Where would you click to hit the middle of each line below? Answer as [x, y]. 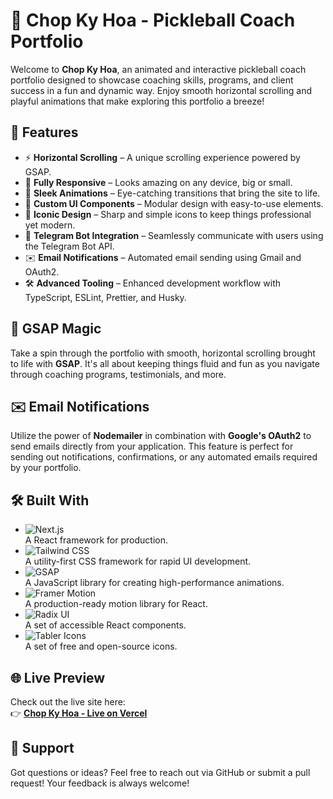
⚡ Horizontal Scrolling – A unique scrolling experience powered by [162, 157]
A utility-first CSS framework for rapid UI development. [138, 561]
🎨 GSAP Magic [56, 329]
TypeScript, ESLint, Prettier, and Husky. [105, 297]
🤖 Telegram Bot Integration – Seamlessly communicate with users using [174, 235]
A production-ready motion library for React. [116, 604]
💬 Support [42, 748]
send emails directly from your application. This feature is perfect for [152, 446]
